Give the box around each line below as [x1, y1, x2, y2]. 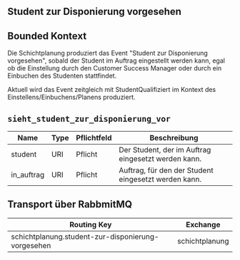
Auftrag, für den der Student [119, 165, 214, 175]
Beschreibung [149, 133, 199, 143]
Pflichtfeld [76, 133, 112, 143]
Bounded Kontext [7, 30, 87, 42]
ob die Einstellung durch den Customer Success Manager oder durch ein [7, 64, 222, 73]
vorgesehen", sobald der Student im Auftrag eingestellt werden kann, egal [7, 56, 225, 65]
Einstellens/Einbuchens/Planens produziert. [7, 93, 136, 102]
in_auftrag [11, 170, 45, 180]
